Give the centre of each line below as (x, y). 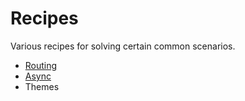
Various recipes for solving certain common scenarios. (123, 46)
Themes (42, 86)
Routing (41, 65)
